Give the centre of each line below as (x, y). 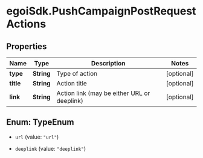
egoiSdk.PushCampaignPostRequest (101, 11)
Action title (72, 83)
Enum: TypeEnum (40, 122)
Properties (27, 46)
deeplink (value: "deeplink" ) (50, 148)
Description (108, 63)
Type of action (77, 74)
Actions (26, 24)
